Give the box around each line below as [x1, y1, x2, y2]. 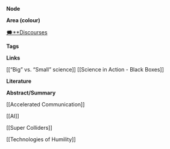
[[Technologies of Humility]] [6, 136, 77, 143]
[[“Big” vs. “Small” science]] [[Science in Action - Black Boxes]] [6, 66, 165, 73]
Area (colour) [6, 17, 40, 23]
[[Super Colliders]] [6, 124, 52, 131]
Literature [6, 78, 32, 85]
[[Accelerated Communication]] [6, 101, 85, 108]
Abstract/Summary [6, 90, 56, 96]
